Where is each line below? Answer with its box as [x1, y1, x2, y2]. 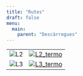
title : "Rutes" [6, 9, 45, 15]
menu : [6, 20, 20, 26]
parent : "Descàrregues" [17, 32, 78, 38]
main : [12, 26, 26, 32]
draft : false [6, 15, 40, 21]
